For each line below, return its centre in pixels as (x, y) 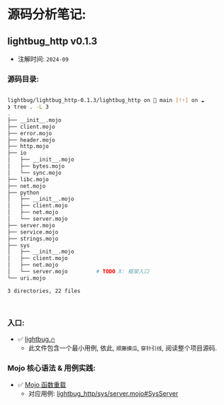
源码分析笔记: (47, 15)
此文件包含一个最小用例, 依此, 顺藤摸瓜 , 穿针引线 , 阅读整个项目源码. (123, 348)
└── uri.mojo (27, 278)
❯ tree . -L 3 (28, 107)
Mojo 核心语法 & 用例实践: (51, 367)
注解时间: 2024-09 (43, 59)
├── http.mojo (28, 147)
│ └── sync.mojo (34, 173)
